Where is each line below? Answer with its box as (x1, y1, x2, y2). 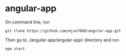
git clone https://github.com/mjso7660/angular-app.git (5, 28, 121, 33)
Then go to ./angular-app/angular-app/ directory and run (5, 37, 120, 43)
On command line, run (5, 19, 50, 25)
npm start (5, 46, 25, 51)
